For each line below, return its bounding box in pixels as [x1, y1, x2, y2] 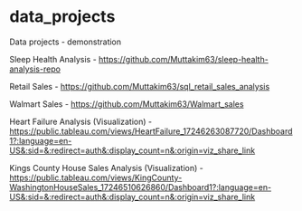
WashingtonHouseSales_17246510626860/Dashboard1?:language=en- [9, 181, 272, 192]
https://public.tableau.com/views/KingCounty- [9, 172, 183, 183]
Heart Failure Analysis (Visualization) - [9, 116, 152, 127]
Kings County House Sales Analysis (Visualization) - [9, 162, 203, 173]
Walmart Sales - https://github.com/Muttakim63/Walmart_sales [9, 98, 244, 110]
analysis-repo [9, 63, 61, 74]
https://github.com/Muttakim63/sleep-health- [98, 53, 269, 64]
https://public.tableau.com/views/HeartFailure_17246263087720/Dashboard [9, 125, 293, 137]
